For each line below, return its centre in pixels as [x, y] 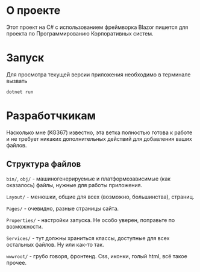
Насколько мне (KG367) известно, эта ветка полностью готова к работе [99, 132]
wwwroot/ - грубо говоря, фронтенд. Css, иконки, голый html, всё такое [97, 256]
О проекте [33, 11]
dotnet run [20, 92]
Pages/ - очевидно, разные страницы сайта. [63, 208]
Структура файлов [44, 164]
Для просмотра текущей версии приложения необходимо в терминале [98, 74]
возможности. [25, 226]
